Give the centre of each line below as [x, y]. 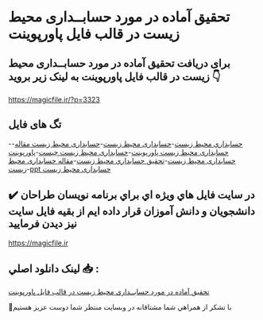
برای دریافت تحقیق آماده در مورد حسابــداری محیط [119, 63]
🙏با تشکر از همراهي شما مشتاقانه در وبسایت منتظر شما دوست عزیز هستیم [120, 307]
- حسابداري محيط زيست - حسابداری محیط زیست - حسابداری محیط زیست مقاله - [126, 144]
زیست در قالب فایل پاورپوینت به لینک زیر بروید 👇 [114, 77]
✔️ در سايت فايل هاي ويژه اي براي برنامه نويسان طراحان [132, 195]
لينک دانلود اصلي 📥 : [54, 269]
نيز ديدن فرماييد [43, 224]
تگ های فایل [35, 124]
